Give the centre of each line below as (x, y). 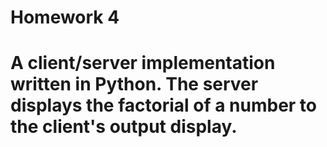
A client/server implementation (143, 63)
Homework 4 (65, 17)
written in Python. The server (134, 84)
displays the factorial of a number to (163, 105)
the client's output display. (124, 127)
